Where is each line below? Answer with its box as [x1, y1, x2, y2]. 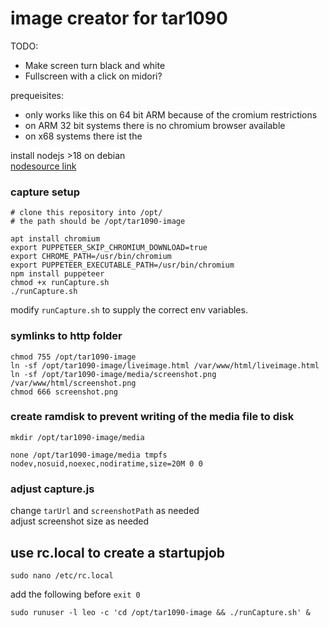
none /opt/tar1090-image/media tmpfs [10, 450, 168, 460]
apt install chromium [10, 234, 101, 244]
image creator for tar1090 [10, 7, 228, 30]
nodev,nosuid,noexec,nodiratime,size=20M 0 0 [10, 458, 203, 469]
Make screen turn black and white [24, 59, 166, 71]
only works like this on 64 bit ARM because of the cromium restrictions [24, 108, 318, 121]
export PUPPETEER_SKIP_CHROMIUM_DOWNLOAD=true [10, 243, 208, 253]
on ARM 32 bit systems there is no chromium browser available [24, 119, 286, 131]
